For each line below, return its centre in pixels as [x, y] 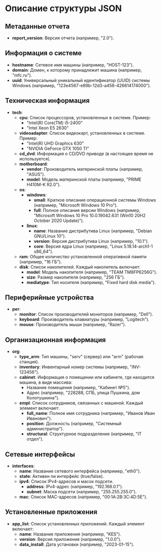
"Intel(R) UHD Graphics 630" [55, 143]
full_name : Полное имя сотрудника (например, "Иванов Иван [91, 413]
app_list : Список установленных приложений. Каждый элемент [78, 523]
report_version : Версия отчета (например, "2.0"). [63, 38]
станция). [29, 362]
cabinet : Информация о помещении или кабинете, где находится [87, 377]
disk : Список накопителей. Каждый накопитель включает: [80, 267]
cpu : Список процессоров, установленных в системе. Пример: [85, 117]
